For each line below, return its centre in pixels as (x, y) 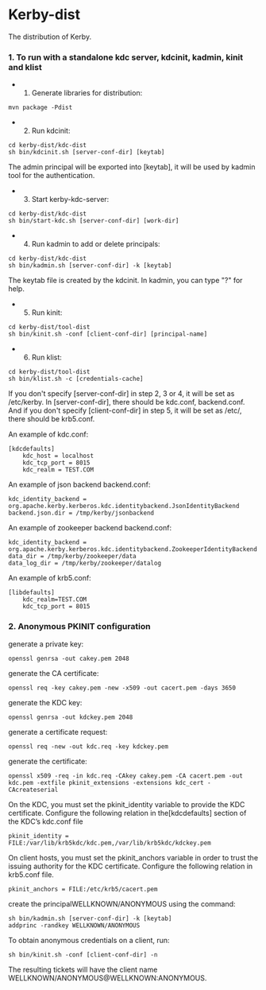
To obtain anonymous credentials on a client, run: (89, 940)
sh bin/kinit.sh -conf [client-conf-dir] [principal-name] (108, 334)
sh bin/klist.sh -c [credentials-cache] (76, 379)
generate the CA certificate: (54, 673)
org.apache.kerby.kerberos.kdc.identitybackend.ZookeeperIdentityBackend (133, 549)
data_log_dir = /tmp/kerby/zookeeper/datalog (85, 563)
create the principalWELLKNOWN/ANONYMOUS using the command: (122, 903)
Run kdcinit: (51, 131)
